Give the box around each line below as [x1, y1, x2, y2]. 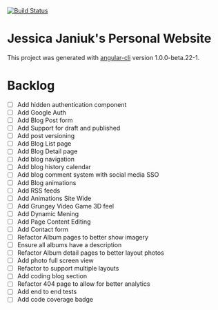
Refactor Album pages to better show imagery [17, 233, 149, 241]
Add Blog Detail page [17, 147, 78, 155]
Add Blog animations [17, 178, 77, 186]
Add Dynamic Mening [17, 209, 79, 217]
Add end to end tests [17, 287, 77, 296]
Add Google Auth [17, 108, 67, 117]
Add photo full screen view [17, 256, 95, 265]
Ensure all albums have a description [17, 241, 122, 249]
